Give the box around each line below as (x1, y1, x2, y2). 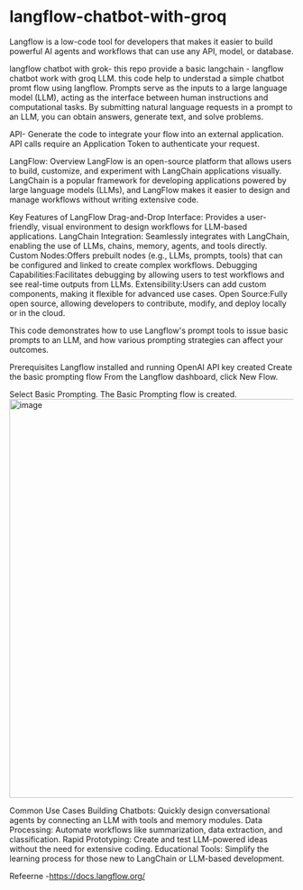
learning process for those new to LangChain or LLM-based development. (9, 853, 285, 864)
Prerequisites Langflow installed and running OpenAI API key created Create (9, 361, 293, 372)
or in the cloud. (9, 307, 66, 318)
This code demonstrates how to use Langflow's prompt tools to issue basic (9, 325, 289, 336)
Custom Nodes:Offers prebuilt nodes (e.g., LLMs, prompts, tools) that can (9, 250, 283, 261)
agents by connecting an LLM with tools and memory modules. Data (9, 814, 263, 825)
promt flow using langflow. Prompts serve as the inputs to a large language (9, 82, 288, 93)
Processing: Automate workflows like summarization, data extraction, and (9, 824, 283, 835)
